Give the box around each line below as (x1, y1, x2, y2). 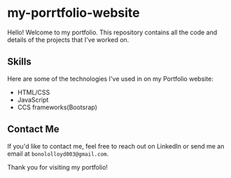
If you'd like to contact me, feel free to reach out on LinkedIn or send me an (7, 142, 225, 150)
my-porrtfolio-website (7, 5, 140, 21)
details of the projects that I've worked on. (7, 35, 129, 43)
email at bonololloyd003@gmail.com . (7, 149, 109, 158)
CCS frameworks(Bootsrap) (17, 103, 98, 111)
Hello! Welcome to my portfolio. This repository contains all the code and (7, 28, 218, 36)
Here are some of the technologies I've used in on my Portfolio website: (7, 74, 213, 83)
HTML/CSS (17, 88, 50, 96)
